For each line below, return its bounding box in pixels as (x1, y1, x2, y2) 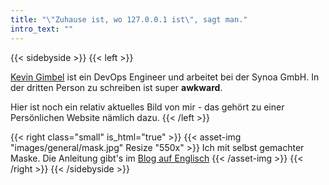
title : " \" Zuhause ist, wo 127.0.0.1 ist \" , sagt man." (10, 14, 248, 25)
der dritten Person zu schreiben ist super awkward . (10, 81, 223, 93)
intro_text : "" (10, 24, 74, 34)
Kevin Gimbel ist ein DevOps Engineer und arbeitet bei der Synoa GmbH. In (10, 71, 320, 83)
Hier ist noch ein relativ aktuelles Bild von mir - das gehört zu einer (10, 101, 285, 113)
